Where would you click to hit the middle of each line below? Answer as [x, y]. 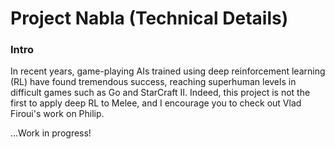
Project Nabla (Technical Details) [149, 18]
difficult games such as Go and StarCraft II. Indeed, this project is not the [160, 93]
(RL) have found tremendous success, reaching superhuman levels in [153, 82]
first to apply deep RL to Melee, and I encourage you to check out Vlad [156, 103]
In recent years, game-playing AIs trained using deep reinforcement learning [168, 71]
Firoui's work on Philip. [57, 114]
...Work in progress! [51, 133]
